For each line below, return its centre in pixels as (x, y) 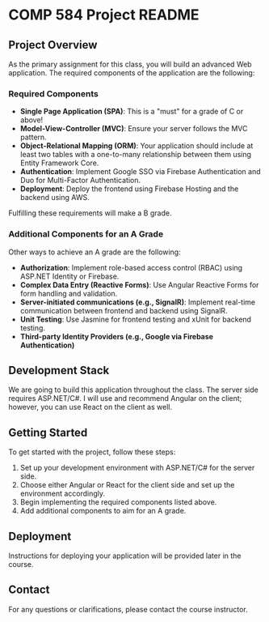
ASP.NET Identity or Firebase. (69, 276)
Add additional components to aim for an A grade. (103, 511)
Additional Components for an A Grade (86, 234)
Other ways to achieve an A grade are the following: (95, 252)
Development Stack (59, 370)
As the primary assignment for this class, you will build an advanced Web (130, 64)
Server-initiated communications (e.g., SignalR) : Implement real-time (138, 302)
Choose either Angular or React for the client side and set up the (127, 485)
